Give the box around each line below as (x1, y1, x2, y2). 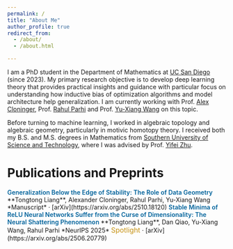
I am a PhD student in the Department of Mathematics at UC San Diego (7, 68, 211, 76)
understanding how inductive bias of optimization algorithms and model (7, 90, 213, 98)
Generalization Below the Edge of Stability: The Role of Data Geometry (7, 188, 214, 196)
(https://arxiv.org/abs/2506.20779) (7, 234, 108, 242)
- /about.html (13, 43, 54, 50)
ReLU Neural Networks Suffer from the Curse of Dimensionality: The (7, 210, 207, 218)
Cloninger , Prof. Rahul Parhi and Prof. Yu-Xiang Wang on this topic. (7, 105, 198, 113)
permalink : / (7, 10, 45, 17)
